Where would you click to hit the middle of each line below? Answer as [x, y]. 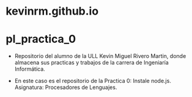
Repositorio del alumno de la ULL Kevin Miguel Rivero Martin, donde [100, 56]
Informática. [30, 69]
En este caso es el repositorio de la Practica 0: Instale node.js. [93, 81]
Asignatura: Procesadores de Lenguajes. [66, 87]
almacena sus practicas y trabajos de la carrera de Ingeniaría [91, 63]
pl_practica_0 [41, 39]
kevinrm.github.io [52, 11]
